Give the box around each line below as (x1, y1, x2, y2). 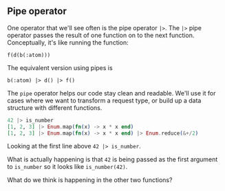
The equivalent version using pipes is (7, 63, 113, 71)
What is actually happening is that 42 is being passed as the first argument (7, 155, 218, 164)
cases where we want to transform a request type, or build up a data (7, 96, 202, 104)
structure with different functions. (7, 103, 103, 112)
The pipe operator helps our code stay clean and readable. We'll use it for (7, 89, 216, 97)
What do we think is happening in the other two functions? (7, 176, 173, 184)
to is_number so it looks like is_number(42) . (7, 163, 128, 171)
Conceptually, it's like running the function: (7, 38, 129, 47)
